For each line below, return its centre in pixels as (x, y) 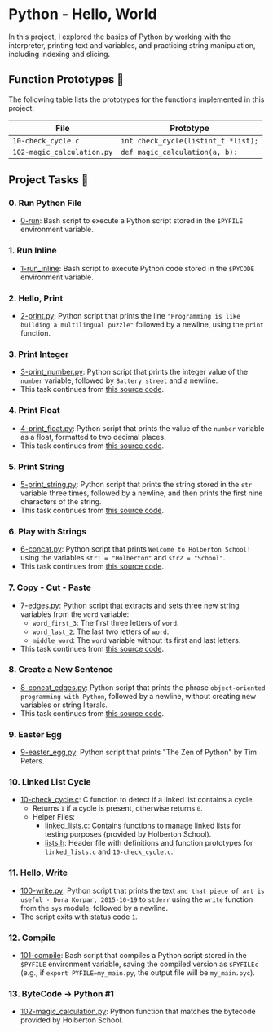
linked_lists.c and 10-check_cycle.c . (109, 851)
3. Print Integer (39, 354)
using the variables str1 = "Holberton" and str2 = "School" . (123, 558)
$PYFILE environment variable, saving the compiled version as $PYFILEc (139, 964)
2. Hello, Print (36, 298)
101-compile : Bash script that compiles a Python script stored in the (133, 955)
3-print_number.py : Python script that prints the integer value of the (134, 372)
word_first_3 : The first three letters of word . (106, 622)
